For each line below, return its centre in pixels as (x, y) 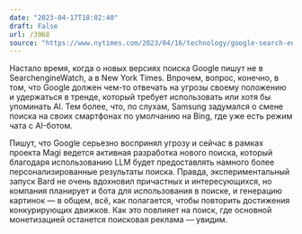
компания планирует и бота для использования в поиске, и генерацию (146, 191)
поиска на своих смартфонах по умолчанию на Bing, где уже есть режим (151, 116)
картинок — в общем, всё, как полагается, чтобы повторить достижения (150, 201)
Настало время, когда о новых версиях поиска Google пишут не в (136, 68)
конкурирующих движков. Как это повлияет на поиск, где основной (141, 210)
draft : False (34, 26)
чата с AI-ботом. (41, 126)
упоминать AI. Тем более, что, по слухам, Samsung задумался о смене (147, 107)
